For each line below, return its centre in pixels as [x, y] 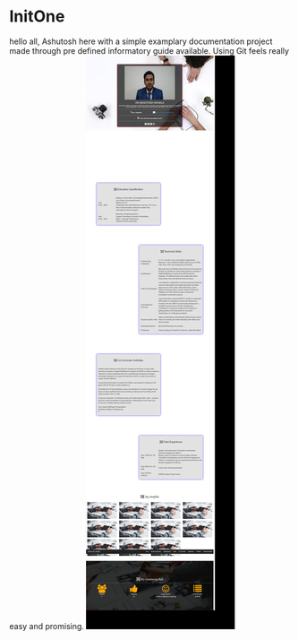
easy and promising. [47, 626]
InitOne [37, 17]
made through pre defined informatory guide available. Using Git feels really [149, 50]
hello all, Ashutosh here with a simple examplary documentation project [141, 41]
